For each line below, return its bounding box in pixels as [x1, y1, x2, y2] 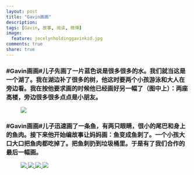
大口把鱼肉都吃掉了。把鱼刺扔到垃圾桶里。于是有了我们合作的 [12, 139, 185, 148]
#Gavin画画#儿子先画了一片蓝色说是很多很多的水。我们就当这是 [6, 66, 186, 75]
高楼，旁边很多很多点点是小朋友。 [6, 93, 102, 101]
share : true [6, 47, 35, 52]
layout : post [6, 8, 38, 15]
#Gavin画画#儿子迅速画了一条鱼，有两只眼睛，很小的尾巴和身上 [6, 122, 186, 130]
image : [6, 30, 22, 36]
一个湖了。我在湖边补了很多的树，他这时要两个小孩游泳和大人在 [6, 75, 185, 83]
